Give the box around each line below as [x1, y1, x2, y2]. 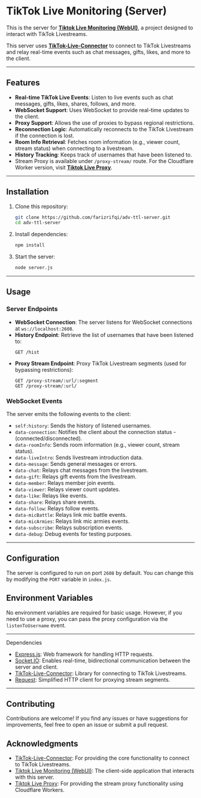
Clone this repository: [14, 203, 68, 210]
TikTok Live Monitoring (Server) [6, 4, 167, 18]
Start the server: [14, 253, 56, 260]
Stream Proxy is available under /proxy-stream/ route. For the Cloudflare [14, 157, 194, 164]
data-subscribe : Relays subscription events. [14, 524, 124, 531]
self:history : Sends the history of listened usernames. [14, 422, 151, 429]
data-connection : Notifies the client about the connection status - [14, 429, 176, 436]
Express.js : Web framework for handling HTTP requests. [14, 651, 154, 658]
